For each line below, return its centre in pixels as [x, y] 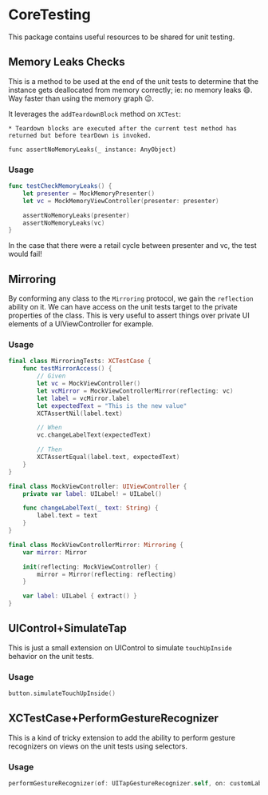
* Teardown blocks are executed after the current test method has [123, 128]
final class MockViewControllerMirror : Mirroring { [96, 545]
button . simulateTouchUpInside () [62, 693]
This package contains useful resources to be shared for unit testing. [122, 37]
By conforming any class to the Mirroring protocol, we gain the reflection [131, 298]
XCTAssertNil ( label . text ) [80, 413]
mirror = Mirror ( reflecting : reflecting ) [107, 574]
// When [49, 428]
